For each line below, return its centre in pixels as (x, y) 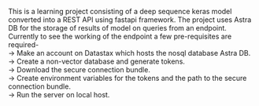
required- (24, 45)
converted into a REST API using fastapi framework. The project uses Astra (130, 20)
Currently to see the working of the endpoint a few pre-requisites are (120, 36)
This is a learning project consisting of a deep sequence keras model (120, 11)
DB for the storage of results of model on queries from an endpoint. (117, 28)
